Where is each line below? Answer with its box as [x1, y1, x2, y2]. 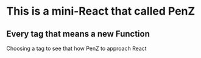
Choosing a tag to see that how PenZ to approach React [6, 45, 147, 52]
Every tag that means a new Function [6, 29, 150, 39]
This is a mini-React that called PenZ [6, 4, 196, 18]
